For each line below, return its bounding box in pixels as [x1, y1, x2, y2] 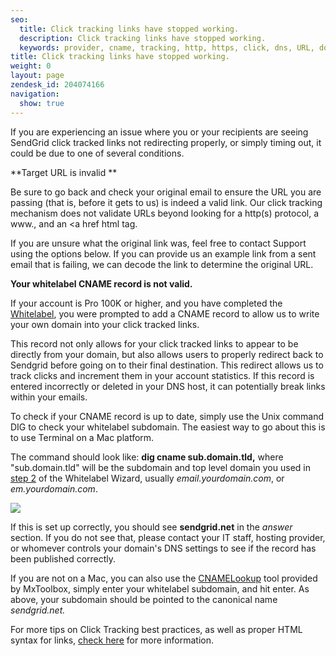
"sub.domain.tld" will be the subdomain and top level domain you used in [10, 461, 311, 473]
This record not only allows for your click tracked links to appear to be [10, 337, 299, 350]
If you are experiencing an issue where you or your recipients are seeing [10, 126, 309, 138]
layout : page [10, 71, 65, 81]
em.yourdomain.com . [10, 482, 98, 495]
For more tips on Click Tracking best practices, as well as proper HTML [10, 623, 303, 635]
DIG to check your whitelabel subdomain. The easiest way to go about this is [10, 421, 326, 433]
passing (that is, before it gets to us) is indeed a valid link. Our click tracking [10, 196, 323, 208]
